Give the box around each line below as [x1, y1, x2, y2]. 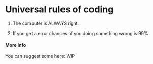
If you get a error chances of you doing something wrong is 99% [12, 30, 148, 36]
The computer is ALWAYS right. [12, 20, 79, 26]
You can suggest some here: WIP [5, 53, 75, 59]
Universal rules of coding [5, 4, 114, 15]
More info [5, 42, 26, 48]
